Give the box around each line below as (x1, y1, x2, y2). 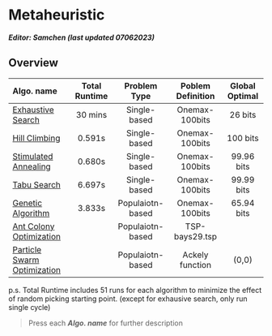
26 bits (229, 109, 257, 120)
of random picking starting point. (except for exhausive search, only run (8, 294, 248, 304)
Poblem (181, 80, 210, 91)
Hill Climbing (12, 132, 61, 144)
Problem (124, 80, 158, 91)
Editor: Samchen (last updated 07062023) (8, 32, 155, 42)
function (179, 259, 212, 270)
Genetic (12, 197, 43, 209)
